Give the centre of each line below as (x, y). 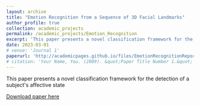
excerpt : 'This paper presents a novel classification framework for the (100, 39)
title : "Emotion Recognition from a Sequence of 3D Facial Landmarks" (96, 17)
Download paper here (33, 96)
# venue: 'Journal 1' (33, 51)
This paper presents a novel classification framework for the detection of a (98, 79)
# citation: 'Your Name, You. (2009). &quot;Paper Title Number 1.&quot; (100, 61)
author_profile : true (33, 23)
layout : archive (26, 12)
